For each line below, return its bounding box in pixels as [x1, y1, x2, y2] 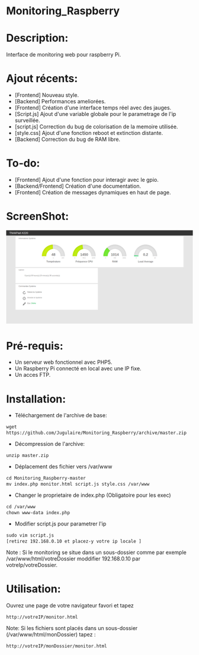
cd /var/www [6, 504, 36, 510]
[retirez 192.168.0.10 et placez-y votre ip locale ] [6, 539, 142, 544]
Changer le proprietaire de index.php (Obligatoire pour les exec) [14, 492, 171, 499]
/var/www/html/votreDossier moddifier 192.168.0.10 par [6, 555, 141, 562]
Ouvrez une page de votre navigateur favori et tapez [6, 602, 134, 609]
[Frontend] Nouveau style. [14, 92, 79, 99]
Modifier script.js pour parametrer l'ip [14, 520, 107, 527]
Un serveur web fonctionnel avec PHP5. [14, 358, 113, 366]
